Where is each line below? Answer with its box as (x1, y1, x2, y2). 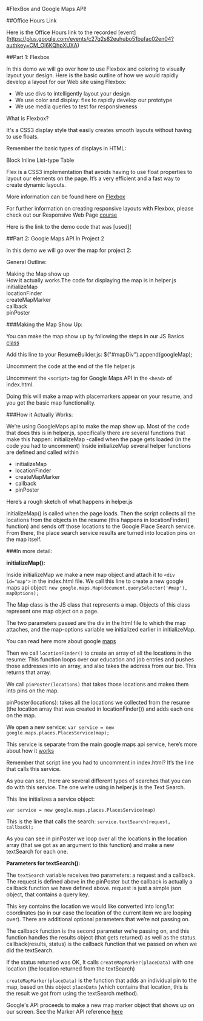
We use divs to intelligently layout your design (15, 90, 130, 97)
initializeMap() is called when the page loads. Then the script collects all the (6, 510, 196, 517)
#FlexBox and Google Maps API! (6, 5, 87, 12)
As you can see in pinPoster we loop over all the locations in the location (6, 835, 187, 842)
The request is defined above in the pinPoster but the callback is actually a (6, 878, 193, 885)
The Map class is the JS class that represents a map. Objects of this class (6, 601, 190, 608)
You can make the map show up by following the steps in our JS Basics (6, 333, 184, 340)
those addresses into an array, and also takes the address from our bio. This (6, 663, 197, 669)
